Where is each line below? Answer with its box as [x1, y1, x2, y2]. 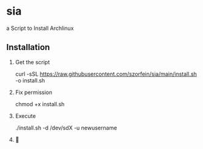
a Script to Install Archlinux [6, 24, 75, 32]
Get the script [15, 58, 50, 65]
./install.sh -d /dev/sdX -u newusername [15, 124, 117, 131]
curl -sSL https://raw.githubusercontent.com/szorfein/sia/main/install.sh [15, 70, 197, 78]
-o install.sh [15, 76, 45, 84]
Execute [15, 112, 36, 120]
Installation [6, 42, 50, 53]
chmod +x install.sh [15, 100, 65, 107]
